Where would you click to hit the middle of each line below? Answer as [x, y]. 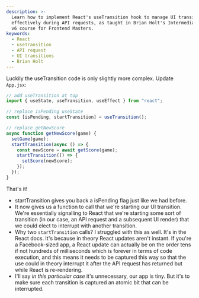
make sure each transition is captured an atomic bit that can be [92, 282]
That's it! [17, 189]
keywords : [18, 34]
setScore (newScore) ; [47, 161]
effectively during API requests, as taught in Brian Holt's [89, 23]
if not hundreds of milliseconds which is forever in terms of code [94, 251]
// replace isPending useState [45, 112]
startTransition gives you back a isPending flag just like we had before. [101, 200]
